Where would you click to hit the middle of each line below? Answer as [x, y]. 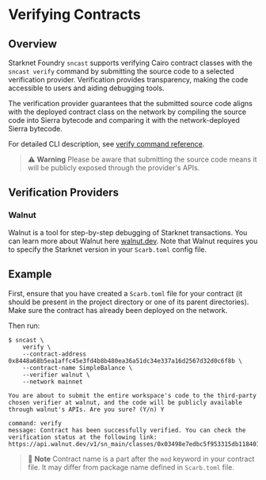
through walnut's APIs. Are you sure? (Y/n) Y [86, 410]
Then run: [24, 326]
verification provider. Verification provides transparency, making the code [128, 80]
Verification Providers [64, 193]
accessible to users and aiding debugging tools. [86, 88]
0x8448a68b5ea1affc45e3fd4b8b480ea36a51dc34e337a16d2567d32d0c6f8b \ [125, 361]
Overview [33, 44]
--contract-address [55, 354]
